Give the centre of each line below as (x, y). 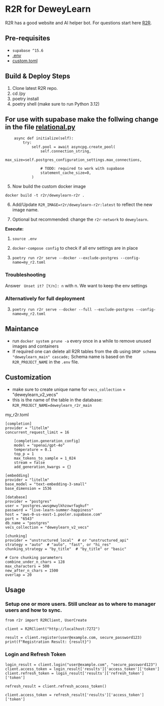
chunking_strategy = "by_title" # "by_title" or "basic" (66, 549)
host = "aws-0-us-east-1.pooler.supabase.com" (54, 514)
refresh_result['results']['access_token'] (99, 695)
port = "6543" (20, 519)
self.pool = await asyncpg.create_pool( (73, 147)
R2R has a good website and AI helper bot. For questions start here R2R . (78, 23)
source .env (24, 239)
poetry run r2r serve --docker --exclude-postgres (65, 258)
